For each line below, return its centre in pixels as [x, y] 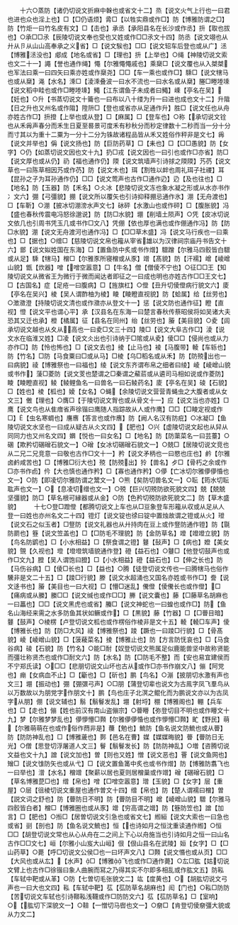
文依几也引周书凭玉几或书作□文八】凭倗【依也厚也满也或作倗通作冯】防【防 [119, 223]
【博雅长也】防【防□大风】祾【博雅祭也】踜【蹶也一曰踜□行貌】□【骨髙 [115, 630]
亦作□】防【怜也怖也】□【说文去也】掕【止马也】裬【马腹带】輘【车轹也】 [119, 347]
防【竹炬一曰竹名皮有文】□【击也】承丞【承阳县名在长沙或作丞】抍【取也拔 [119, 28]
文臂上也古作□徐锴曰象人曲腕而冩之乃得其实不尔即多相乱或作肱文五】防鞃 [116, 870]
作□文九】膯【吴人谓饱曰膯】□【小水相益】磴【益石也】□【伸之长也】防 [115, 560]
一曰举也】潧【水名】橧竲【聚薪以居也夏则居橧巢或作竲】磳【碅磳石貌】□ [116, 772]
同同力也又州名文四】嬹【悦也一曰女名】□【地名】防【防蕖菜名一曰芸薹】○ [119, 436]
